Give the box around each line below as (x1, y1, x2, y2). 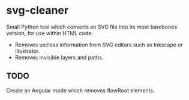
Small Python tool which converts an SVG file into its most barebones (6, 23, 178, 30)
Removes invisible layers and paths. (14, 54, 104, 61)
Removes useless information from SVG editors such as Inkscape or (14, 41, 183, 48)
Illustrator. (14, 47, 40, 54)
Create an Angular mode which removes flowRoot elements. (6, 87, 155, 94)
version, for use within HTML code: (6, 29, 93, 36)
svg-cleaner (6, 4, 69, 17)
